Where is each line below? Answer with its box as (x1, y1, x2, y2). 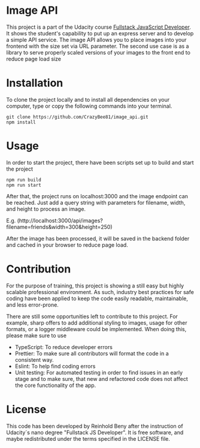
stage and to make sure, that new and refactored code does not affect (14, 375, 188, 382)
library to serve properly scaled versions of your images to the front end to (6, 49, 190, 56)
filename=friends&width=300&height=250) (6, 223, 113, 231)
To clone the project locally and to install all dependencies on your (6, 96, 169, 103)
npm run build (6, 177, 42, 183)
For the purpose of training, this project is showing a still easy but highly (6, 282, 184, 289)
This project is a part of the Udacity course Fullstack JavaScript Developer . (6, 23, 192, 31)
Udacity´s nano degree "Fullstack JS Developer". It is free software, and (6, 429, 184, 436)
